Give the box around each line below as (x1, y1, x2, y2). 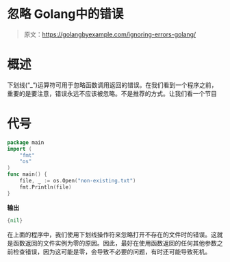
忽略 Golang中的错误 (7, 6, 124, 22)
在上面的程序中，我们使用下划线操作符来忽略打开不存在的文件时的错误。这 (7, 230, 217, 239)
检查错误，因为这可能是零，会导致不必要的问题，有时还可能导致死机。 (12, 248, 211, 256)
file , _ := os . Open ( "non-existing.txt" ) (19, 178, 136, 184)
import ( (7, 145, 32, 152)
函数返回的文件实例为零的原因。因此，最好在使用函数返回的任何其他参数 (12, 239, 217, 247)
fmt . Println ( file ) (19, 183, 72, 191)
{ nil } (7, 217, 23, 224)
